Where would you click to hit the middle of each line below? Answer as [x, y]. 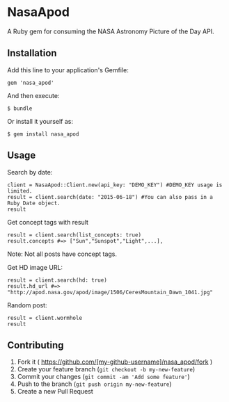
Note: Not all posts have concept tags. [62, 254]
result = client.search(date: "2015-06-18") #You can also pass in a [110, 197]
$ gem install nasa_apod [43, 134]
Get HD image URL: [35, 267]
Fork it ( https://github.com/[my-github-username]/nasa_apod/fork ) [115, 362]
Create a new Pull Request [55, 392]
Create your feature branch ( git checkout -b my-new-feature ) [106, 369]
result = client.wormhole [45, 318]
